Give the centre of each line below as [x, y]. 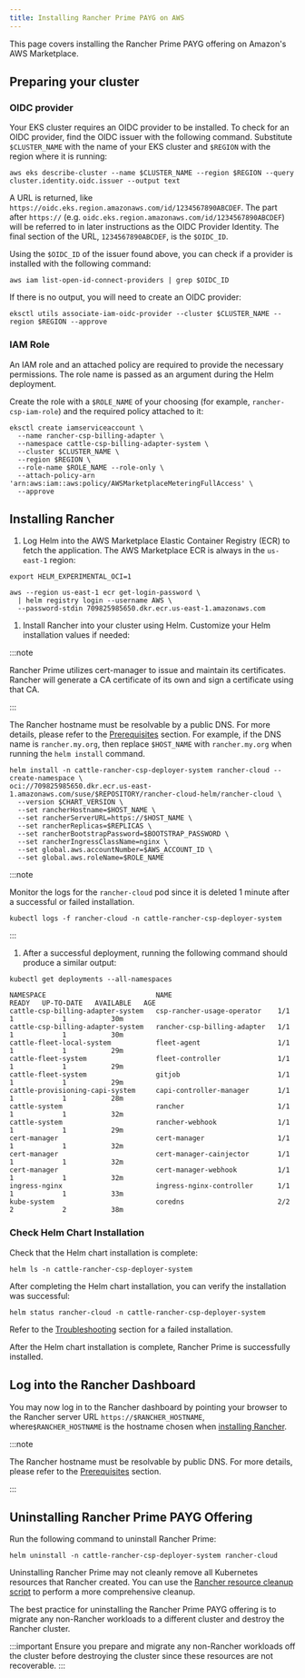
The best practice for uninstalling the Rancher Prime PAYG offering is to [143, 1610]
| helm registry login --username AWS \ [95, 601]
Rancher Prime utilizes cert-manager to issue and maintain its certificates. [148, 670]
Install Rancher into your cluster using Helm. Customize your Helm [146, 626]
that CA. [25, 690]
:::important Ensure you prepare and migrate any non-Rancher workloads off [152, 1646]
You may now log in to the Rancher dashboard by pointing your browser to [148, 1407]
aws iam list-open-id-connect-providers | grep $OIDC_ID [119, 281]
